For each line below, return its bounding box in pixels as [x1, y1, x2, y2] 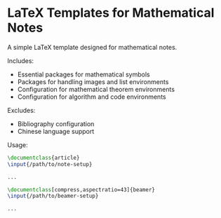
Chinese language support [17, 127, 95, 135]
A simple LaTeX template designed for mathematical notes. [7, 43, 178, 51]
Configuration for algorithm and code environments [17, 93, 166, 101]
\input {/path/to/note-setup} [7, 161, 93, 168]
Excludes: [7, 106, 36, 114]
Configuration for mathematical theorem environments [17, 85, 175, 93]
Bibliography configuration [17, 119, 95, 128]
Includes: [7, 56, 34, 64]
